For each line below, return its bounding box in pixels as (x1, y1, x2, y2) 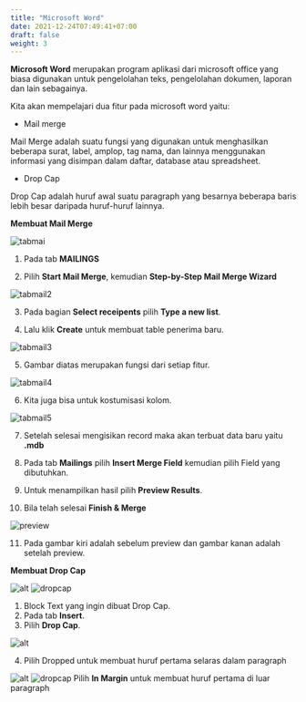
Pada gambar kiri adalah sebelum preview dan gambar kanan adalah (23, 538, 281, 549)
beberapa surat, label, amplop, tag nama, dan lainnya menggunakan (10, 146, 266, 157)
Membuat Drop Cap (10, 565, 86, 576)
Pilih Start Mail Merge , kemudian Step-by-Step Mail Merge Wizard (23, 271, 277, 283)
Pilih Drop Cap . (23, 620, 81, 631)
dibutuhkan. (23, 467, 69, 479)
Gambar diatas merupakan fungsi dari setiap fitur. (23, 359, 210, 370)
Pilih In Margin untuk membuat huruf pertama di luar (73, 673, 270, 684)
